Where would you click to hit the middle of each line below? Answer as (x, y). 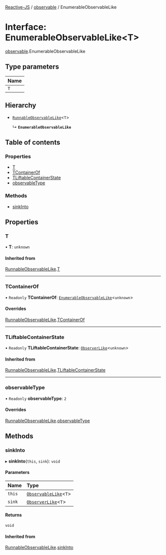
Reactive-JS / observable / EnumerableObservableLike (61, 7)
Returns (14, 515)
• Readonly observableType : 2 (36, 398)
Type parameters (32, 67)
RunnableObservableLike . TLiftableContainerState (55, 370)
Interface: (26, 27)
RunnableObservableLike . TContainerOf (45, 320)
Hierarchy (21, 106)
